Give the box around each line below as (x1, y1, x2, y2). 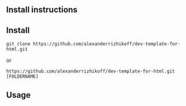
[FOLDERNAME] (6, 74, 39, 80)
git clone (6, 41, 31, 47)
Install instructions (6, 5, 78, 15)
